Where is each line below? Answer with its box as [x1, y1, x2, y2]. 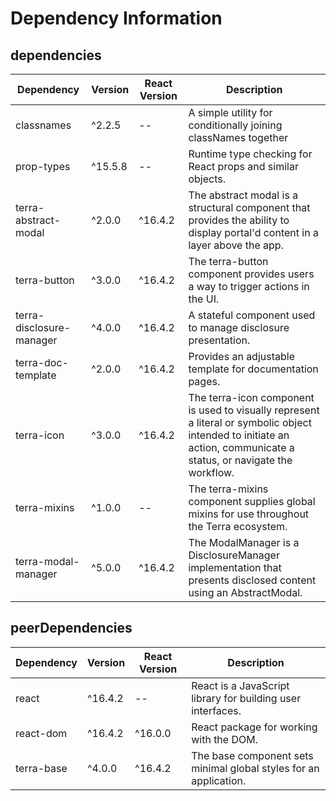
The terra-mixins [188, 482, 269, 496]
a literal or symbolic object [188, 416, 312, 429]
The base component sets [191, 748, 314, 762]
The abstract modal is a [188, 188, 299, 202]
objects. [188, 172, 226, 186]
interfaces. [191, 703, 242, 717]
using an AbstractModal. [188, 586, 303, 599]
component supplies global [188, 495, 316, 508]
